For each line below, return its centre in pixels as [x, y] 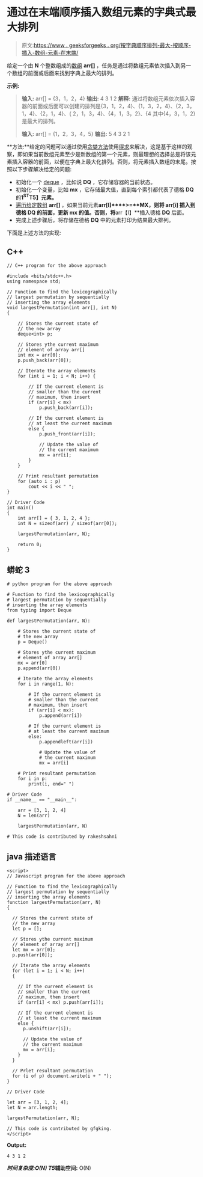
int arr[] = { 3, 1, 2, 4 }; [54, 518]
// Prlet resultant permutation [53, 1071]
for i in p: [32, 779]
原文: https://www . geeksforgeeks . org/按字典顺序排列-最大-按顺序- [106, 45]
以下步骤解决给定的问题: [42, 169]
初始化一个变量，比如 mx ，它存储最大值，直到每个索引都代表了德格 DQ [105, 189]
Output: [17, 1145]
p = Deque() [32, 642]
